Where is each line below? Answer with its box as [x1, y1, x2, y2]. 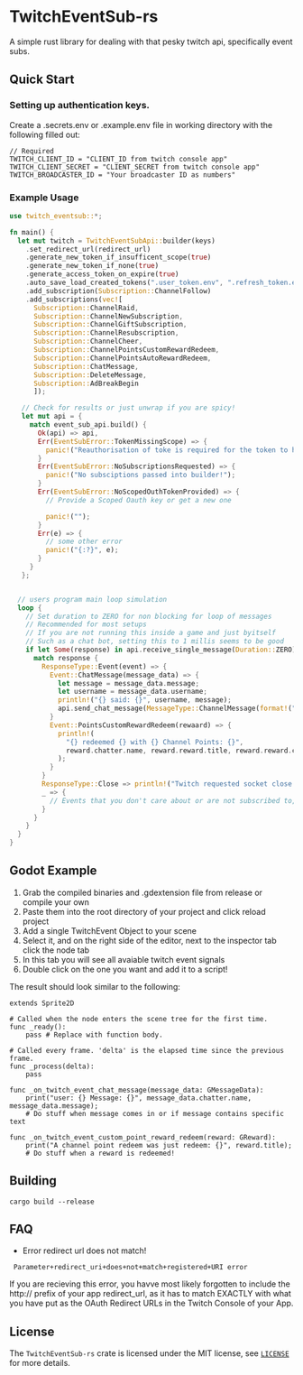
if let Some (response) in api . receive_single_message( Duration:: [25, 645, 277, 655]
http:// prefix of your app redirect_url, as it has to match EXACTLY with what [9, 1288, 291, 1299]
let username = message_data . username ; [57, 687, 207, 697]
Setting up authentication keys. [9, 99, 151, 112]
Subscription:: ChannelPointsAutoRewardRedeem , [32, 354, 212, 363]
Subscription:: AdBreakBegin [32, 379, 140, 388]
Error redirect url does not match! [22, 1245, 147, 1256]
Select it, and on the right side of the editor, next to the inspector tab [22, 935, 277, 946]
